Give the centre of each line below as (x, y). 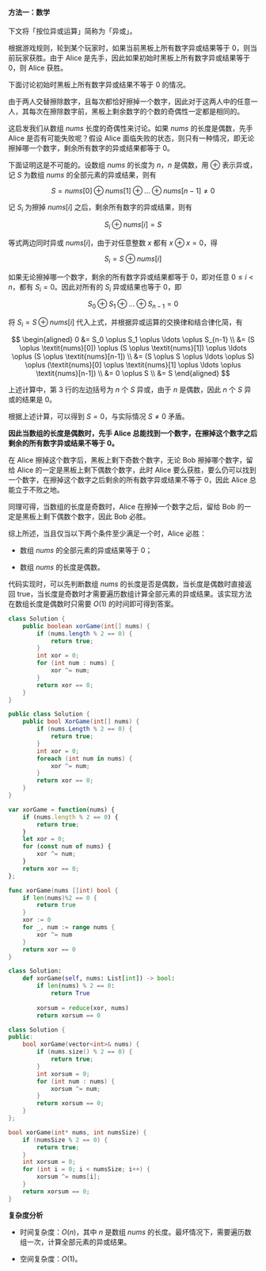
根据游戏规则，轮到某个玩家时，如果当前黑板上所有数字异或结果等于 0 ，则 (129, 48)
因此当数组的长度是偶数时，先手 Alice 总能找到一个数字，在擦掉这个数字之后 (133, 433)
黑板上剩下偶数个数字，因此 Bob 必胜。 (86, 516)
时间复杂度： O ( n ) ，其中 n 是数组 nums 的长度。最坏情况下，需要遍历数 (135, 1232)
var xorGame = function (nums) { (61, 809)
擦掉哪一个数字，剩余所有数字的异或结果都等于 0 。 (91, 148)
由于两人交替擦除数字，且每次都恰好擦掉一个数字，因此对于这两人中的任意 (129, 102)
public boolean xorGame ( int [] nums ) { (86, 626)
